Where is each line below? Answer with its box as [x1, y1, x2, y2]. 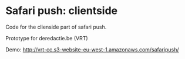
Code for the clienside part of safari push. [5, 23, 107, 30]
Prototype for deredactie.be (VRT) [5, 34, 89, 41]
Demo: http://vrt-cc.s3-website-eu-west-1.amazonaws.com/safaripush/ [5, 46, 180, 53]
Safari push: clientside [5, 4, 118, 18]
